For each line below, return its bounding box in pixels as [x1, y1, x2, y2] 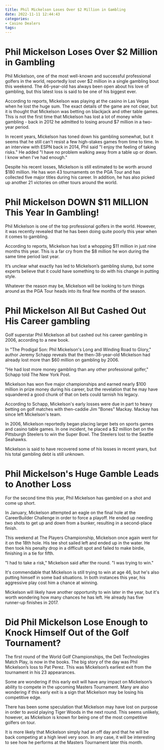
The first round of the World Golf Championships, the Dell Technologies [5, 654, 149, 659]
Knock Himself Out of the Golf [5, 627, 129, 638]
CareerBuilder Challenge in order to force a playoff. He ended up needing [5, 515, 153, 520]
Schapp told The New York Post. [5, 372, 71, 377]
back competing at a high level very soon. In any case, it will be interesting [5, 734, 155, 740]
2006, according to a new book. [5, 337, 70, 343]
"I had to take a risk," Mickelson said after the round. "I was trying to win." [5, 560, 154, 565]
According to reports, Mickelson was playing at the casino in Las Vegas [5, 98, 149, 104]
